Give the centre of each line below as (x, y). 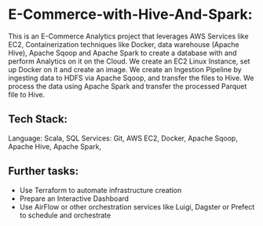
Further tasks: (44, 171)
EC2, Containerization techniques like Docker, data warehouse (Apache (124, 44)
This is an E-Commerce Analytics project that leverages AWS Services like (128, 36)
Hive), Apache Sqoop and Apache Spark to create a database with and (122, 53)
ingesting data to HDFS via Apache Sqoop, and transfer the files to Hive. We (131, 78)
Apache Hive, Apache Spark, (55, 146)
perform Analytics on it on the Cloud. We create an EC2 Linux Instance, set (129, 61)
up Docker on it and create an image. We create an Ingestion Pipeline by (125, 69)
